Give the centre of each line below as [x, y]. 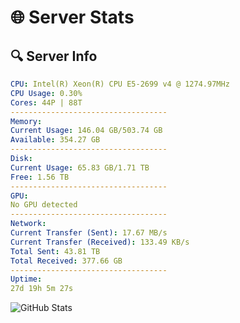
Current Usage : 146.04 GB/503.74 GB [86, 131]
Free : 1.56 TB [40, 177]
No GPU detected [44, 205]
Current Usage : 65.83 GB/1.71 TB [80, 167]
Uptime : [26, 279]
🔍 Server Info [54, 56]
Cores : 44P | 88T [46, 102]
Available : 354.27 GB [55, 140]
